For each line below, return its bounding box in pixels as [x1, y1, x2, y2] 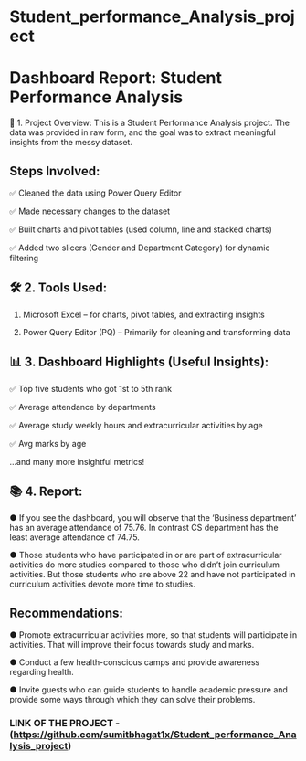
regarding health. [9, 667, 75, 678]
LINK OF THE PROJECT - [9, 717, 121, 730]
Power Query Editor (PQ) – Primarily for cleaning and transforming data [22, 326, 290, 337]
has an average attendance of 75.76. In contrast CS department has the [9, 523, 279, 534]
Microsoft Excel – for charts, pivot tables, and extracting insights [22, 309, 265, 320]
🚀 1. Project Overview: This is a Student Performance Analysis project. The [9, 117, 290, 129]
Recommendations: [9, 605, 123, 620]
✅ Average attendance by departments [9, 401, 157, 412]
